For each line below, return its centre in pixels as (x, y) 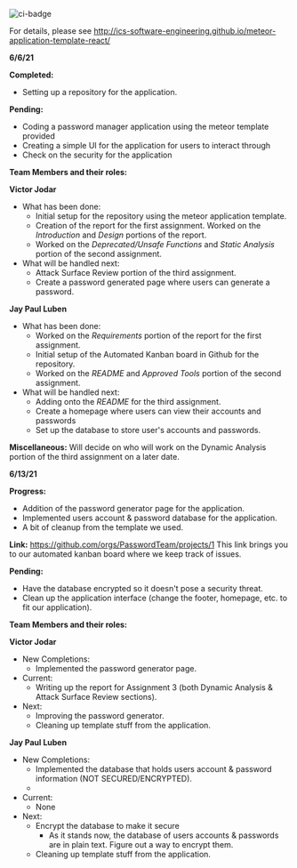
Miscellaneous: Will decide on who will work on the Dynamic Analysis (138, 447)
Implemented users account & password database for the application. (149, 518)
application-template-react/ (60, 40)
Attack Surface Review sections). (96, 697)
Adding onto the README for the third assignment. (128, 402)
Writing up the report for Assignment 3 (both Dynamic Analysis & (154, 687)
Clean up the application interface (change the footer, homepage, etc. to (154, 598)
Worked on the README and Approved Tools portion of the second (158, 373)
